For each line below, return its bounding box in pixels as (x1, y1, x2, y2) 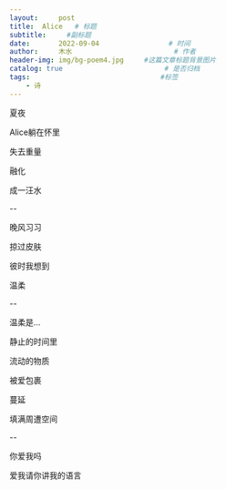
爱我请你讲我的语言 (9, 470, 82, 481)
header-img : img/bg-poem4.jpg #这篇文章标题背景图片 (9, 56, 217, 65)
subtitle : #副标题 (9, 30, 92, 39)
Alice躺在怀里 (9, 127, 61, 138)
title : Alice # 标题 (9, 22, 98, 31)
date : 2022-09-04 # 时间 (9, 38, 191, 48)
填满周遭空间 (9, 413, 57, 424)
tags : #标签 (9, 73, 179, 82)
